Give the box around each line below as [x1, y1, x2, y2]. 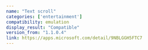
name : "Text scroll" [6, 8, 57, 14]
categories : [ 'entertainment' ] [6, 14, 82, 20]
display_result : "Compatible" [6, 24, 80, 30]
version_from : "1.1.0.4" [6, 30, 67, 36]
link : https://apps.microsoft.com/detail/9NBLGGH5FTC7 [6, 35, 143, 41]
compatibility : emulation [6, 19, 69, 25]
